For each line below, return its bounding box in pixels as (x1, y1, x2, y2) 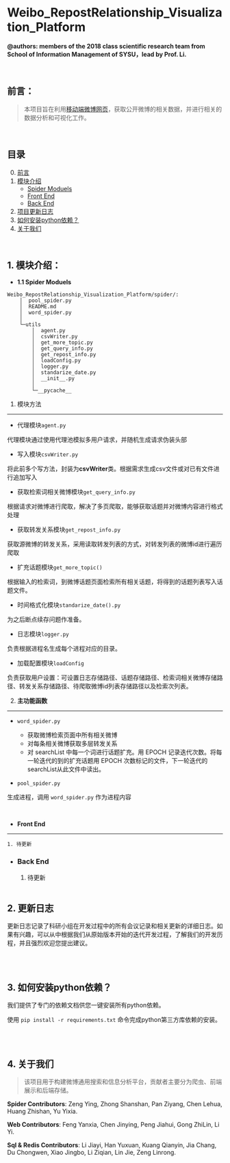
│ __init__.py (31, 375, 75, 382)
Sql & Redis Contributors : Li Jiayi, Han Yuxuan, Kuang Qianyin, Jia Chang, (7, 1141, 217, 1149)
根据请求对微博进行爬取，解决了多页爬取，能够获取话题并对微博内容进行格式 (7, 502, 223, 511)
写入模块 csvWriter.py (16, 450, 79, 458)
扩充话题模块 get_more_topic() (16, 563, 103, 571)
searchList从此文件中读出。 (27, 765, 105, 773)
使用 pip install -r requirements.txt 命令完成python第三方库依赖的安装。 (7, 1016, 221, 1024)
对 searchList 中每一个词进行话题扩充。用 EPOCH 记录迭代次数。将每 (27, 748, 222, 756)
